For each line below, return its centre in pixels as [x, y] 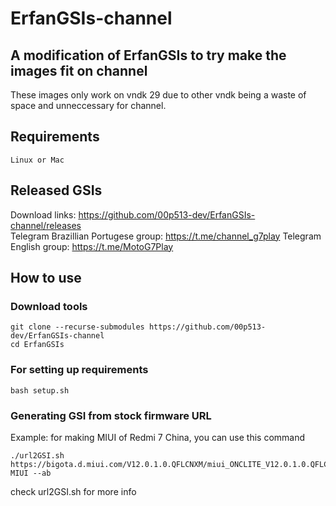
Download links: [43, 214]
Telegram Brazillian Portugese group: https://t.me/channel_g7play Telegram [166, 236]
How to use [46, 278]
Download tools [49, 306]
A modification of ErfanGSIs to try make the [148, 55]
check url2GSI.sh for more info [73, 491]
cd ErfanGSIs [37, 345]
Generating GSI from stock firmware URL [111, 415]
